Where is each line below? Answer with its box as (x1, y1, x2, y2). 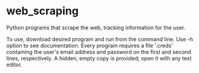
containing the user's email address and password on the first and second (6, 48, 192, 55)
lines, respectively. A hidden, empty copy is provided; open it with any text (6, 54, 192, 62)
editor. (6, 61, 22, 68)
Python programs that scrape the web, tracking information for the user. (6, 24, 186, 31)
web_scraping (6, 4, 79, 18)
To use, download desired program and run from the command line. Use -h (6, 35, 194, 42)
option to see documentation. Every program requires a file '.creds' (6, 42, 174, 49)
